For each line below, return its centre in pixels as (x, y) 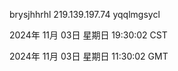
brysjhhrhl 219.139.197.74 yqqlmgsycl (85, 14)
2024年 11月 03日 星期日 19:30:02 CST (88, 35)
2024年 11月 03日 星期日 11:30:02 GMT (89, 56)
